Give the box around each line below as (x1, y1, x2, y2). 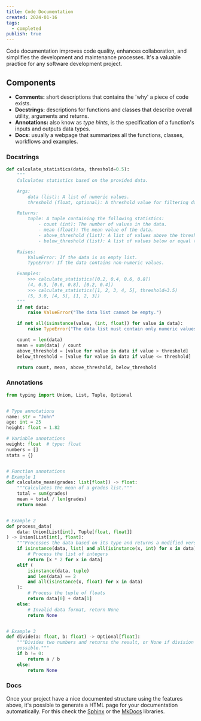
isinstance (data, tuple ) (28, 568, 90, 574)
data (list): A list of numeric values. (28, 194, 130, 200)
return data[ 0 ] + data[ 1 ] (28, 596, 93, 602)
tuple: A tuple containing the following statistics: (28, 216, 165, 222)
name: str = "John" (6, 413, 55, 419)
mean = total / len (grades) (17, 496, 87, 503)
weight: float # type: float (6, 441, 82, 448)
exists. (14, 99, 31, 107)
